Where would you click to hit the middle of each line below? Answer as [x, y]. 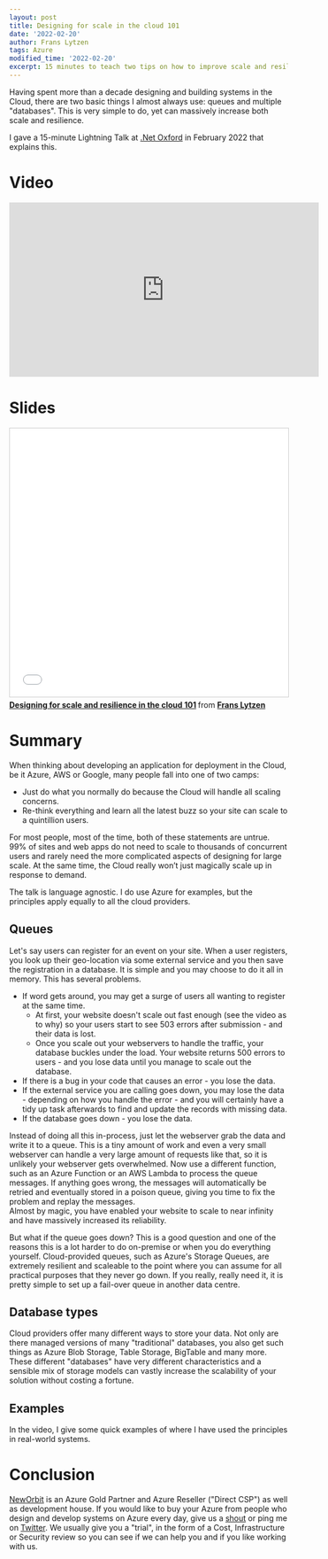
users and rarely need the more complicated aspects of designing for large [145, 856]
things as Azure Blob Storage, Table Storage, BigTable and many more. [138, 1353]
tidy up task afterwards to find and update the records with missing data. [154, 1109]
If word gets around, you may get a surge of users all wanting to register [153, 996]
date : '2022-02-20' [45, 34]
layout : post [33, 17]
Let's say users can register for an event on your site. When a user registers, [149, 950]
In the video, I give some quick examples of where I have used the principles [149, 1430]
